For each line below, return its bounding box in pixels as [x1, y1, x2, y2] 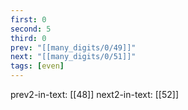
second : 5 [10, 24, 52, 34]
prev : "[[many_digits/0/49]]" [10, 42, 137, 53]
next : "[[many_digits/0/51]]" [10, 52, 137, 62]
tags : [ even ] [10, 61, 65, 71]
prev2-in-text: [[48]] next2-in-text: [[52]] [10, 89, 179, 100]
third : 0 [10, 33, 47, 43]
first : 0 [10, 14, 47, 25]
